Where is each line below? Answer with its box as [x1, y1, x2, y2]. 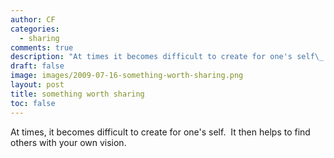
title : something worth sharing [10, 89, 145, 99]
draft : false [10, 61, 65, 71]
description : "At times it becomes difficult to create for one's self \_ [10, 52, 325, 62]
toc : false [10, 98, 56, 108]
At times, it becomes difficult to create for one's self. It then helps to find [10, 126, 311, 138]
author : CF [10, 14, 56, 25]
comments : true [10, 42, 74, 53]
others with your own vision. [10, 136, 127, 148]
